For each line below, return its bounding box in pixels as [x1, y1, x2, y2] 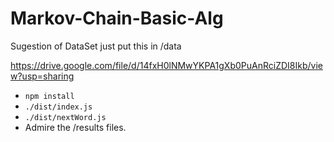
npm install [24, 91, 75, 101]
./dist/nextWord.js [24, 112, 107, 122]
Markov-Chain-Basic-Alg [10, 7, 224, 30]
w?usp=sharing [10, 70, 75, 82]
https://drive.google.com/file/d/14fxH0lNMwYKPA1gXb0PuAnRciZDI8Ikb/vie [10, 59, 323, 71]
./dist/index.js [24, 102, 93, 112]
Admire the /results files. [24, 121, 127, 133]
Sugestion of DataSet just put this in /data [10, 40, 182, 52]
